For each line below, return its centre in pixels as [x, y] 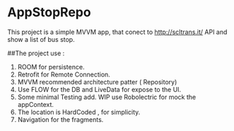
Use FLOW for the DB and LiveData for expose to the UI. [99, 89]
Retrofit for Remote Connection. [64, 74]
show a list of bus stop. [41, 39]
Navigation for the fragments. [60, 119]
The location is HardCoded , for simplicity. [79, 112]
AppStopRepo [49, 12]
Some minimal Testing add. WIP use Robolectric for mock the [107, 97]
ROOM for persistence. [51, 67]
